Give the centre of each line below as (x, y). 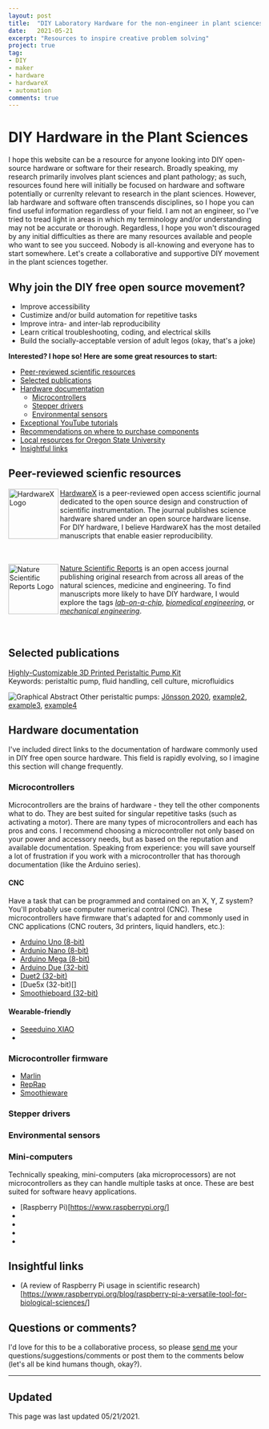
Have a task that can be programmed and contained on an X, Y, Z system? (131, 900)
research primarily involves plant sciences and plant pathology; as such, (127, 177)
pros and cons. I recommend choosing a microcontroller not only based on (131, 830)
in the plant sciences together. (58, 262)
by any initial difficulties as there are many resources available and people (130, 237)
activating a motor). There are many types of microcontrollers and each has (133, 822)
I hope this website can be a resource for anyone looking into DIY (116, 160)
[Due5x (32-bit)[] (48, 984)
